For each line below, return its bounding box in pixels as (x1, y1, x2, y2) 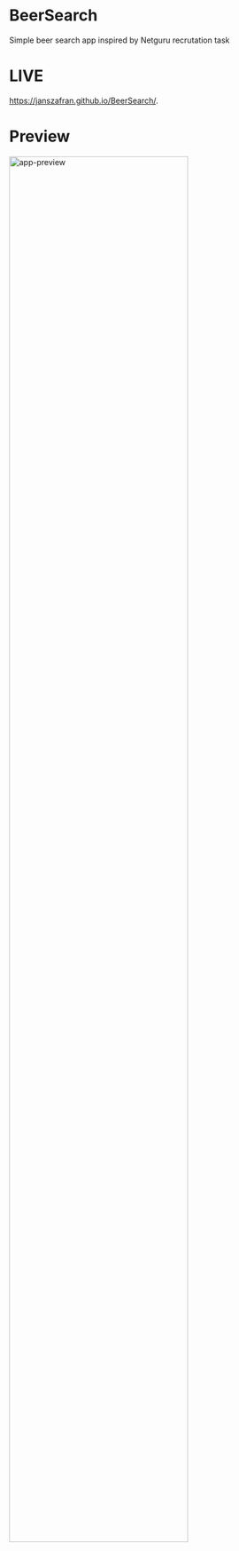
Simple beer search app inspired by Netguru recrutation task (9, 35, 230, 45)
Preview (9, 126, 71, 147)
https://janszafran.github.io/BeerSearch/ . (9, 95, 158, 106)
